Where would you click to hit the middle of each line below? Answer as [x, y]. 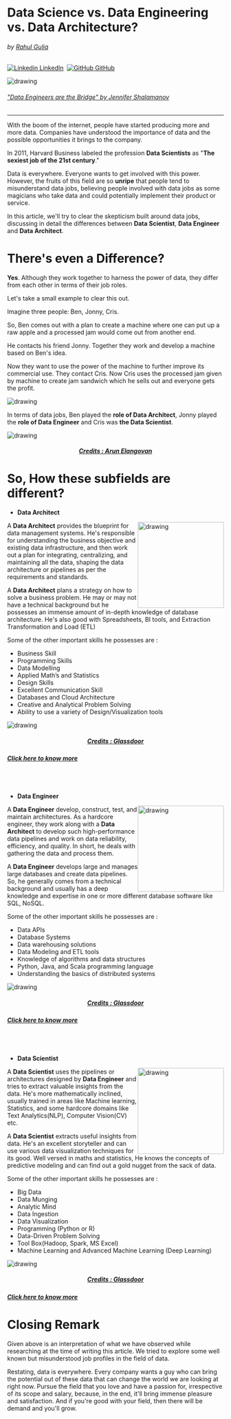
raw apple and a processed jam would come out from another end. [101, 332]
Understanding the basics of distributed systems [86, 974]
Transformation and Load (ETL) [52, 627]
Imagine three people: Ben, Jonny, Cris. [63, 312]
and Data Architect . [35, 230]
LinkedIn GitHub [77, 68]
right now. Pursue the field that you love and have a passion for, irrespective [115, 1386]
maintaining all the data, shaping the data [65, 563]
